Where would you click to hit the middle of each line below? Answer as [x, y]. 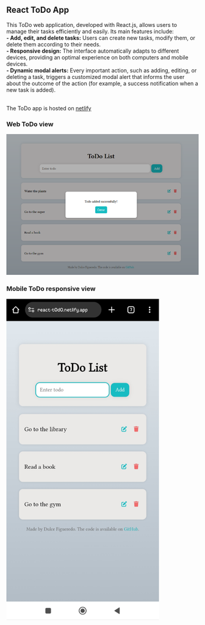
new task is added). [31, 90]
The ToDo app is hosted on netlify [49, 108]
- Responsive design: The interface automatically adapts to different [93, 51]
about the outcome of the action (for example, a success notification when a [102, 83]
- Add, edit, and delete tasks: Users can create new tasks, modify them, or [101, 38]
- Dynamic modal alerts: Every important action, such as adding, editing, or [102, 70]
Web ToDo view [30, 124]
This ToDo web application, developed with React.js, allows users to [92, 24]
